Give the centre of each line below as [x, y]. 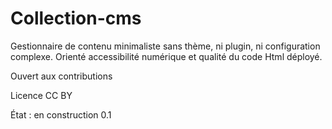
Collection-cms [76, 18]
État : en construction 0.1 [61, 114]
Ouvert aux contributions [61, 76]
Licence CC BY [41, 95]
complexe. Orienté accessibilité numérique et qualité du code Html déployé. [166, 56]
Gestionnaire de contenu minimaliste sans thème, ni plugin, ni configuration [165, 46]
